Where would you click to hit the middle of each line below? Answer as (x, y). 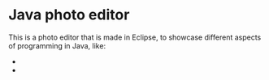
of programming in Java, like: (57, 45)
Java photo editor (69, 15)
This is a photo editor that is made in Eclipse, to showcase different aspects (135, 37)
